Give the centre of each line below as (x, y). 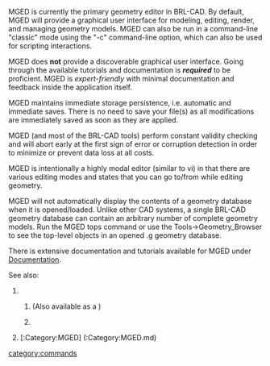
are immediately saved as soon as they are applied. (93, 120)
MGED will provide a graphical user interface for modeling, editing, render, (132, 20)
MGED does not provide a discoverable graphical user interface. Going (126, 61)
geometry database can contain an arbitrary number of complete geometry (133, 218)
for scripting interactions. (50, 46)
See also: (24, 275)
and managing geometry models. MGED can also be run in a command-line (133, 29)
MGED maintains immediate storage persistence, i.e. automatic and (120, 103)
